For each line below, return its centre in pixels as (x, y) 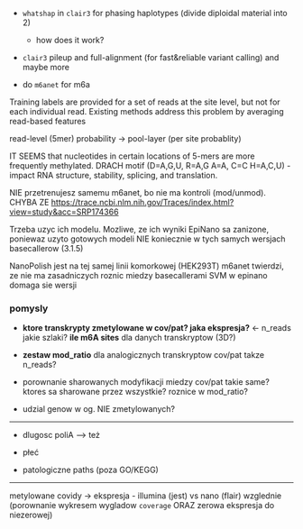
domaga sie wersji (43, 285)
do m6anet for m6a (56, 84)
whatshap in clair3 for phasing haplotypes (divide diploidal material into (155, 13)
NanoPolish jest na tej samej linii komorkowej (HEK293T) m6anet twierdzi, (147, 266)
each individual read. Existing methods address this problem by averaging (147, 111)
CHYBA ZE (29, 202)
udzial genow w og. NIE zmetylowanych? (99, 409)
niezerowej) (31, 515)
